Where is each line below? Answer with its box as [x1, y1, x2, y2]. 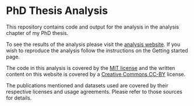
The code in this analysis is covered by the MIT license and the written [6, 64, 175, 71]
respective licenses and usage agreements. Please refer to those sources [6, 88, 182, 95]
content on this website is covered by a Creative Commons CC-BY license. [6, 70, 186, 77]
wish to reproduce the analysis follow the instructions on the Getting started [6, 47, 188, 54]
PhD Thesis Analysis [6, 4, 108, 17]
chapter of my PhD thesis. [6, 29, 69, 36]
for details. [6, 94, 32, 101]
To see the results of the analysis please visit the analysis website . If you [6, 41, 181, 48]
